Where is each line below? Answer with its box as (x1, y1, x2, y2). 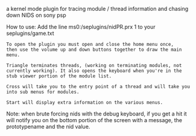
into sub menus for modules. (6, 89, 80, 95)
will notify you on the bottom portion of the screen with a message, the (6, 117, 183, 123)
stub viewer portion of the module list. (6, 73, 112, 79)
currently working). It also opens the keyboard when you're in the (6, 68, 182, 74)
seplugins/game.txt (6, 30, 54, 37)
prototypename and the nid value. (6, 123, 90, 130)
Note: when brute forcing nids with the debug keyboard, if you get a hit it (6, 110, 187, 117)
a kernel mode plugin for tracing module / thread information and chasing (6, 5, 189, 12)
